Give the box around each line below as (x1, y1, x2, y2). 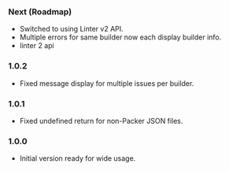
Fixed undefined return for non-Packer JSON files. (19, 116, 183, 125)
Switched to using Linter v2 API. (19, 24, 124, 34)
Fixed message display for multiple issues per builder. (19, 78, 194, 88)
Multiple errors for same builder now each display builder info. (19, 32, 222, 42)
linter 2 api (19, 41, 54, 50)
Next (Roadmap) (8, 6, 72, 17)
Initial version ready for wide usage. (19, 154, 136, 163)
